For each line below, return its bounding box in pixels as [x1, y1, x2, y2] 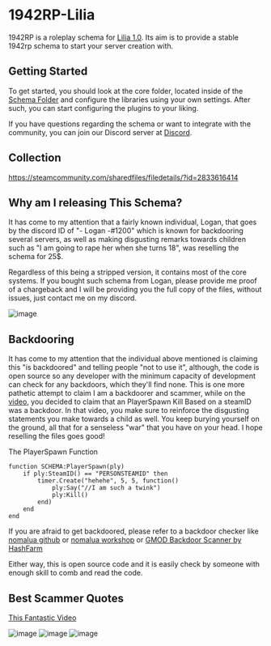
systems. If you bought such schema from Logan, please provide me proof [8, 276, 257, 286]
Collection [8, 151, 61, 165]
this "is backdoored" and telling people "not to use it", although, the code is [8, 363, 260, 372]
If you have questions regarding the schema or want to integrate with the [8, 119, 252, 129]
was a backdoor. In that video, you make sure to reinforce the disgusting [8, 406, 249, 415]
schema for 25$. [8, 252, 64, 261]
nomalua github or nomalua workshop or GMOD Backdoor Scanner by [8, 535, 242, 545]
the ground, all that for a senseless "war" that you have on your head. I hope [8, 423, 263, 432]
